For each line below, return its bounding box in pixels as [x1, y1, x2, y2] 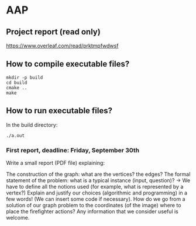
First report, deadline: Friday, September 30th [6, 146, 140, 154]
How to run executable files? [6, 106, 113, 116]
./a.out [6, 133, 25, 138]
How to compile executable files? [6, 59, 130, 69]
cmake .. [6, 85, 27, 91]
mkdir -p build [6, 74, 43, 81]
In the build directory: [6, 121, 58, 128]
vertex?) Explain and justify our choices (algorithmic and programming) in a [6, 189, 188, 196]
